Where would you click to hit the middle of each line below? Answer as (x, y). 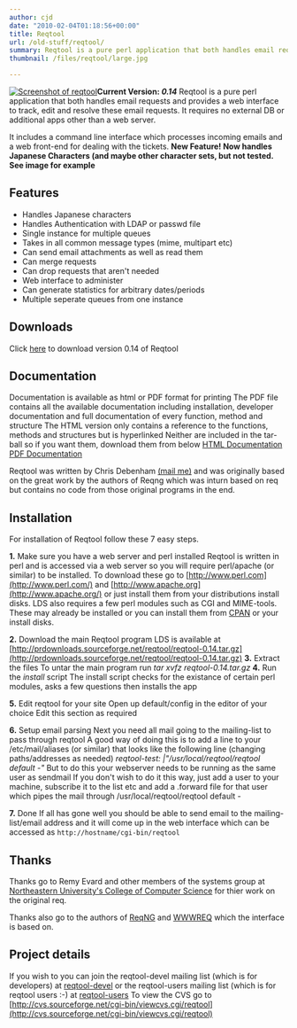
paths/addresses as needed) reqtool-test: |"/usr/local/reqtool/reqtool (135, 759)
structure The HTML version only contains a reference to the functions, (139, 425)
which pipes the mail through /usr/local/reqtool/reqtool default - (125, 796)
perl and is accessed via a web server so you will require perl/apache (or (142, 566)
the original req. (38, 900)
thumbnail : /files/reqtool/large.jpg (79, 58)
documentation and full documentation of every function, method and (136, 417)
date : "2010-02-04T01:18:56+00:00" (75, 26)
